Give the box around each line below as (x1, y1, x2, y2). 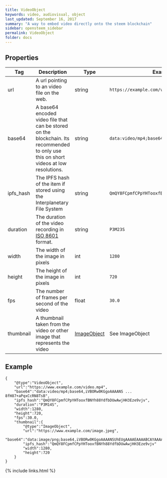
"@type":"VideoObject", (14, 380, 64, 385)
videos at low (35, 160, 67, 167)
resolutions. (35, 166, 63, 173)
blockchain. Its (35, 135, 70, 142)
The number (35, 287, 65, 294)
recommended (35, 141, 70, 148)
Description (38, 68, 67, 75)
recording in (35, 226, 64, 233)
